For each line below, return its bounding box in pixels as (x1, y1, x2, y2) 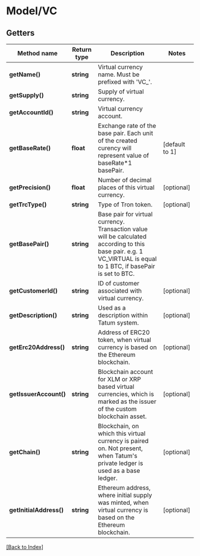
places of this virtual (98, 183, 155, 191)
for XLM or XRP (98, 375, 141, 383)
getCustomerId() (9, 287, 58, 295)
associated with (98, 287, 142, 295)
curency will (98, 144, 132, 152)
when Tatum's (98, 452, 138, 460)
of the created (98, 137, 138, 145)
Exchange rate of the (98, 122, 157, 130)
